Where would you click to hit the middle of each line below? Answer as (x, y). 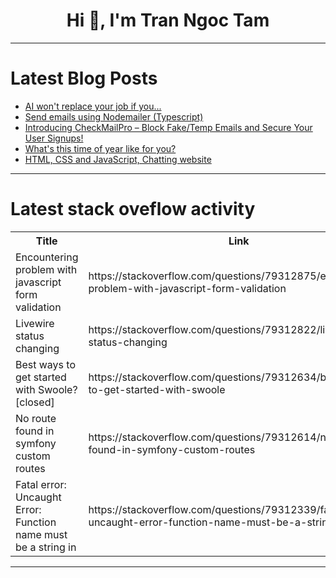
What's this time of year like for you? (100, 148)
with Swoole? (46, 389)
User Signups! (54, 138)
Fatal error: (41, 484)
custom (33, 456)
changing (37, 348)
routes (30, 468)
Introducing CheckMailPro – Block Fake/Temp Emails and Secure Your (168, 127)
